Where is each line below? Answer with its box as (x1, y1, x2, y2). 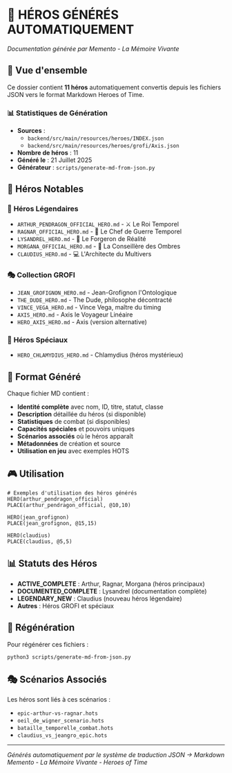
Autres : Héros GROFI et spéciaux (17, 601, 114, 610)
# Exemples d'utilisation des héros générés (7, 489, 137, 497)
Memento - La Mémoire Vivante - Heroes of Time (7, 758, 148, 767)
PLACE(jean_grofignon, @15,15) (7, 519, 97, 526)
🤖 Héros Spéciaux (7, 335, 68, 344)
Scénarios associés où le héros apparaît (17, 432, 133, 441)
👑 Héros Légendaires (7, 204, 79, 214)
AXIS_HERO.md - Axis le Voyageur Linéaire (17, 310, 133, 319)
